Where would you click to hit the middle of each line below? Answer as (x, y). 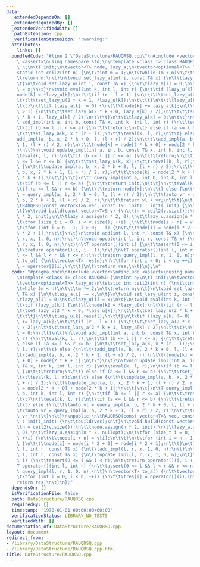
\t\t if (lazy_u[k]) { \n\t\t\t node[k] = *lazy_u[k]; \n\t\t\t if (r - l (105, 305)
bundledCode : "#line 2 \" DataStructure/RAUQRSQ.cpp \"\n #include (93, 56)
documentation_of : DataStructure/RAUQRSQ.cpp (63, 527)
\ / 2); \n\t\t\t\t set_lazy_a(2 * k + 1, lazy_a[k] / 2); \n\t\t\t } (101, 327)
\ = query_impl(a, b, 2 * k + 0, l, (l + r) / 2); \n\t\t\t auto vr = (104, 194)
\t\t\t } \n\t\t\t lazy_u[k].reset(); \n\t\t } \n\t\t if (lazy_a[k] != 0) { (106, 316)
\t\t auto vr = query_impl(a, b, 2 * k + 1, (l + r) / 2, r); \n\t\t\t (105, 410)
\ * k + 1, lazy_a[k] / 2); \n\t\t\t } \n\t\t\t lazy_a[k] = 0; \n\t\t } (102, 117)
